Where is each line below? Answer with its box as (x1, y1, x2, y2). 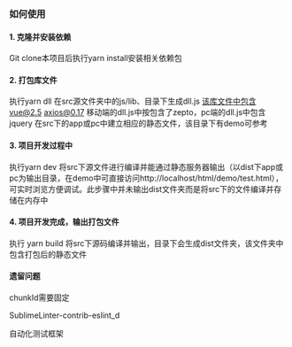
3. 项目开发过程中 (9, 140, 73, 150)
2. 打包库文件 (9, 74, 58, 85)
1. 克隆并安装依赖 (9, 31, 72, 42)
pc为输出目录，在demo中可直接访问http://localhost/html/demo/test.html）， (9, 173, 284, 183)
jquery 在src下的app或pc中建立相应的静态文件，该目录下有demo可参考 (9, 118, 268, 129)
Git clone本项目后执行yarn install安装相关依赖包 (9, 53, 183, 64)
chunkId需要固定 (9, 292, 70, 303)
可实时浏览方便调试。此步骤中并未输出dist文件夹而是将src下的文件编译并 (9, 183, 274, 194)
